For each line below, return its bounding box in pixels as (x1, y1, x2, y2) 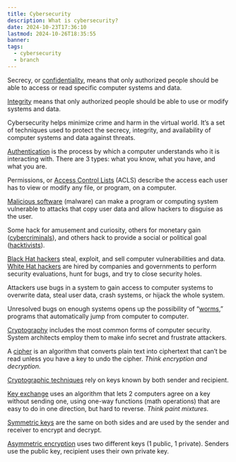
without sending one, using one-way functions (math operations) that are (7, 397, 220, 405)
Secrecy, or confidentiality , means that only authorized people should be (7, 76, 219, 84)
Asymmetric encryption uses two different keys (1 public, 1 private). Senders (7, 439, 230, 448)
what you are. (7, 162, 47, 171)
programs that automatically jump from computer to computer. (7, 312, 189, 320)
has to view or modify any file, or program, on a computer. (7, 183, 177, 192)
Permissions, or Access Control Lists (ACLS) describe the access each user (7, 175, 228, 184)
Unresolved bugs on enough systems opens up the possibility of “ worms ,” (7, 304, 224, 313)
